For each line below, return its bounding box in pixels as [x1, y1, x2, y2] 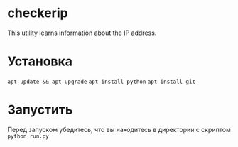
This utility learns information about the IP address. [7, 28, 157, 37]
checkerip [7, 5, 69, 21]
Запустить [7, 102, 73, 118]
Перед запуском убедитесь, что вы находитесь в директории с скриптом [7, 125, 231, 134]
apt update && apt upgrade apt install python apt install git [7, 78, 196, 85]
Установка [7, 53, 73, 70]
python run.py [7, 133, 50, 140]
